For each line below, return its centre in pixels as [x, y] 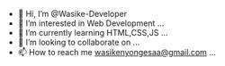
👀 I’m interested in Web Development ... [91, 23]
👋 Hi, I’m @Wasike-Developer [72, 14]
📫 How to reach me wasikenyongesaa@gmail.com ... [117, 52]
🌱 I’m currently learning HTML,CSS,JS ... [93, 33]
